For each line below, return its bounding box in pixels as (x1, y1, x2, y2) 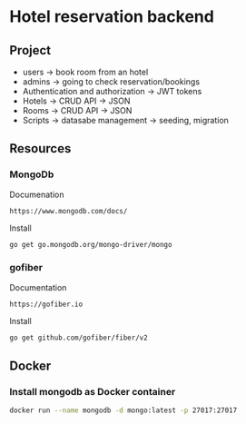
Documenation (9, 189, 64, 200)
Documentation (9, 281, 67, 292)
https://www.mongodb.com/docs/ (9, 206, 128, 215)
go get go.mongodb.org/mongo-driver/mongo (9, 240, 172, 249)
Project (9, 43, 52, 58)
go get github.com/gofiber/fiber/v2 (9, 333, 148, 342)
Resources (9, 141, 72, 156)
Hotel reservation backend (9, 6, 215, 27)
